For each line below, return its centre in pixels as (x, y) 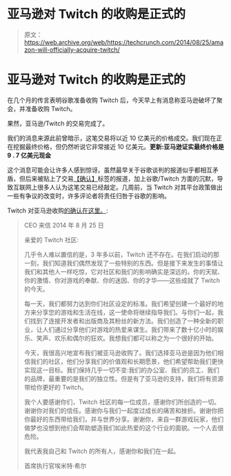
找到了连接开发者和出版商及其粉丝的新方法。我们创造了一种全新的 (124, 321)
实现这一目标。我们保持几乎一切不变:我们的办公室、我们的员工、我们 (121, 370)
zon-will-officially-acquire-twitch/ (72, 50)
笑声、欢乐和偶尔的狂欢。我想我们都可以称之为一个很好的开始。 (127, 338)
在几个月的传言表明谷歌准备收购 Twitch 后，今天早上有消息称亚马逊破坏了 (112, 100)
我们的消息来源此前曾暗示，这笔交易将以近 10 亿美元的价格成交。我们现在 (112, 138)
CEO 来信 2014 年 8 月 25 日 (64, 225)
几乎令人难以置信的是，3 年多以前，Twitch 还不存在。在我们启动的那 (122, 254)
